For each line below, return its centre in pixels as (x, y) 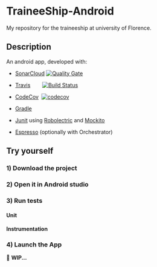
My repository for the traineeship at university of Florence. (79, 28)
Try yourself (30, 151)
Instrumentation (27, 229)
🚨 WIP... (17, 258)
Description (29, 47)
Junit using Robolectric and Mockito (60, 120)
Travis (23, 85)
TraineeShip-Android (60, 11)
